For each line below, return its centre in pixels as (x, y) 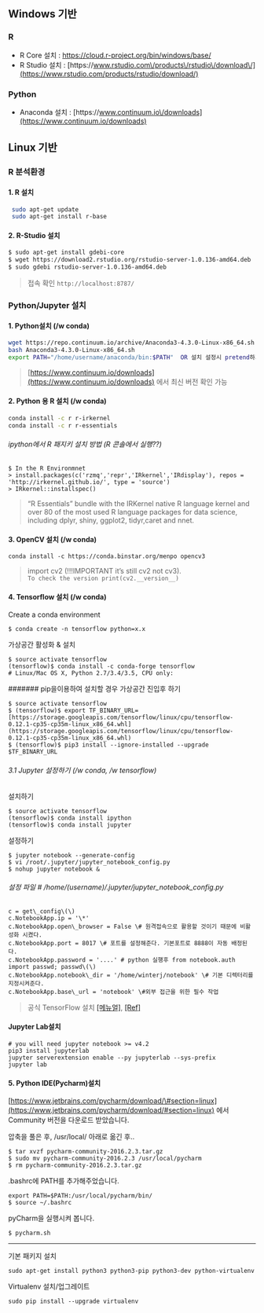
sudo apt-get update (45, 209)
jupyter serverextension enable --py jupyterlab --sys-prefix (112, 1058)
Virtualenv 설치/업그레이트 (49, 1286)
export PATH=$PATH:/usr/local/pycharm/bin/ (81, 1196)
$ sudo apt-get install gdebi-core (66, 253)
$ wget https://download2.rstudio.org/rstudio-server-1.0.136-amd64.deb (130, 260)
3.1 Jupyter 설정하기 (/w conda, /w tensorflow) (82, 770)
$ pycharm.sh (29, 1233)
